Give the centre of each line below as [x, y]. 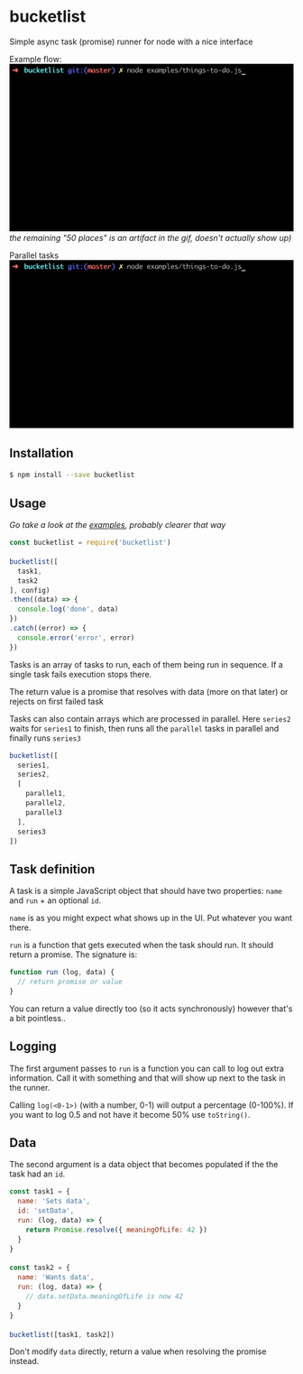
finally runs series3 [45, 738]
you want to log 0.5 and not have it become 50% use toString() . [130, 1114]
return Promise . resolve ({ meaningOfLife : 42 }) [116, 1230]
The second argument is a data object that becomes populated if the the [144, 1165]
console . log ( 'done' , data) [68, 609]
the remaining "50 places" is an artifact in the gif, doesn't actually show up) [151, 238]
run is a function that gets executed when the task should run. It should [142, 945]
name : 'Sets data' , [54, 1202]
